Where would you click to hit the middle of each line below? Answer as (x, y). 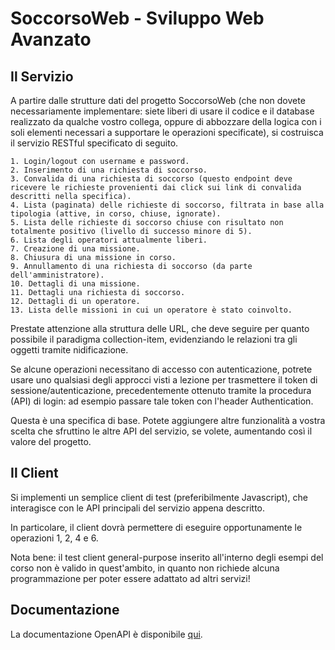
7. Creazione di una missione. (75, 249)
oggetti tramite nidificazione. (69, 350)
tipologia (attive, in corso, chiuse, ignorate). (116, 214)
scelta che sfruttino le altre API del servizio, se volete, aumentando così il (161, 431)
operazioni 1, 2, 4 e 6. (54, 538)
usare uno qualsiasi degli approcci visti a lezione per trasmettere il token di (164, 380)
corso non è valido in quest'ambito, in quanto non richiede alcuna (145, 568)
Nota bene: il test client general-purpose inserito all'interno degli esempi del (167, 557)
